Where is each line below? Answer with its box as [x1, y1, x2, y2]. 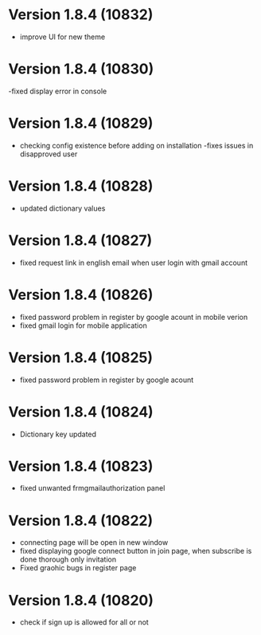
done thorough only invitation [19, 554, 117, 564]
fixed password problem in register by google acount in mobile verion [19, 312, 248, 321]
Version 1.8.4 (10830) [8, 60, 154, 78]
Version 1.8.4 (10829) [8, 114, 154, 132]
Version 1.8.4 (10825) [8, 349, 154, 366]
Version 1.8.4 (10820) [8, 591, 154, 609]
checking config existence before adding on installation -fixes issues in [19, 140, 254, 150]
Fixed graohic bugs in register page [19, 563, 137, 573]
